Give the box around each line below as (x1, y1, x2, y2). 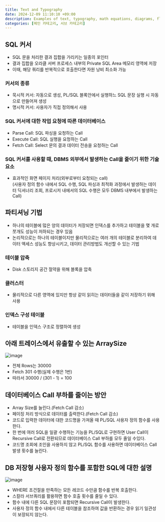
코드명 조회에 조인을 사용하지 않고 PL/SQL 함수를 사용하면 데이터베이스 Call (12, 441, 157, 447)
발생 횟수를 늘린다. (12, 448, 48, 454)
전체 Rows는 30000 (12, 363, 52, 369)
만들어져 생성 (21, 98, 47, 104)
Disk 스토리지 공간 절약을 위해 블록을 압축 (12, 266, 92, 273)
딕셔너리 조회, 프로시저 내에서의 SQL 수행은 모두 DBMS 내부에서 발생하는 (17, 187, 158, 193)
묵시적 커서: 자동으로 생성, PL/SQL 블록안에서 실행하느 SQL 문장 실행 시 (12, 92, 150, 98)
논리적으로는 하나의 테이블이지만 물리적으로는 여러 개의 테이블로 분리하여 (12, 234, 152, 241)
